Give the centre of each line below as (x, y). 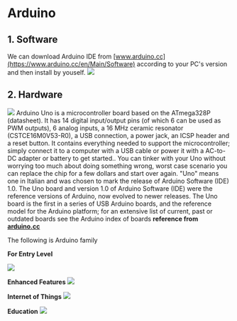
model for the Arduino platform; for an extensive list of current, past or (110, 211)
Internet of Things (35, 296)
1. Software (33, 40)
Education (23, 311)
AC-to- (215, 150)
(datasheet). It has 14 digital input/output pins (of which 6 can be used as (114, 120)
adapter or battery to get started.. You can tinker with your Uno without (122, 158)
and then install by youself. (46, 72)
